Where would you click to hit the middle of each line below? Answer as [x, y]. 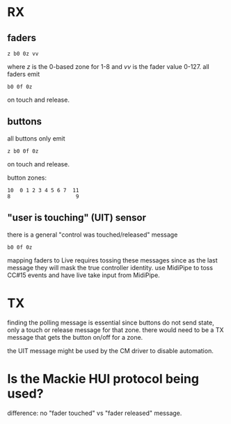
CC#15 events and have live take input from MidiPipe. [83, 275]
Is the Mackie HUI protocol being [103, 378]
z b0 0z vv [23, 54]
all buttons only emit [36, 138]
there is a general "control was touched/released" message [93, 235]
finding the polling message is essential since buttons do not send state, [111, 322]
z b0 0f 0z [23, 151]
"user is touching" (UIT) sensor [77, 218]
